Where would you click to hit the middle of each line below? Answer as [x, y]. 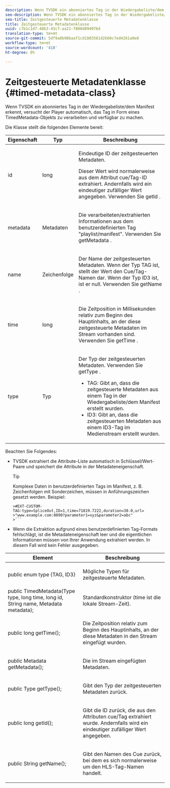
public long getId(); [30, 723]
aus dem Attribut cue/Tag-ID [113, 178]
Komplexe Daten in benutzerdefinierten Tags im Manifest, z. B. [78, 486]
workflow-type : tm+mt [28, 43]
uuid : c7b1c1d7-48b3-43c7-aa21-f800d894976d [53, 29]
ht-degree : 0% [20, 52]
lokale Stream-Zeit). [107, 604]
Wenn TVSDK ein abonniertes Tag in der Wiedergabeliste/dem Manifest [80, 107]
